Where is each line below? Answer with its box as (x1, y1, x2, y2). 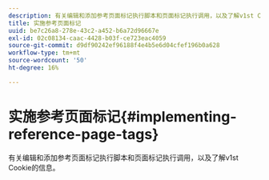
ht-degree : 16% (8, 64, 59, 72)
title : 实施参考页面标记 (8, 19, 82, 27)
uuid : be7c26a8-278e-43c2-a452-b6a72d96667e (8, 26, 159, 34)
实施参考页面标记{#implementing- (8, 107, 238, 126)
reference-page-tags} (8, 125, 159, 143)
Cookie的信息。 (8, 162, 60, 172)
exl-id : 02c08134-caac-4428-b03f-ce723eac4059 (8, 34, 167, 42)
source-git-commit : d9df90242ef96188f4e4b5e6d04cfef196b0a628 (8, 42, 220, 50)
